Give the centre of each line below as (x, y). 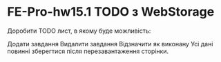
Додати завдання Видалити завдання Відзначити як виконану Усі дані (110, 44)
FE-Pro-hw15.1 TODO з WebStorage (111, 12)
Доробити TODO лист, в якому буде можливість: (79, 31)
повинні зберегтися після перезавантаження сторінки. (88, 51)
